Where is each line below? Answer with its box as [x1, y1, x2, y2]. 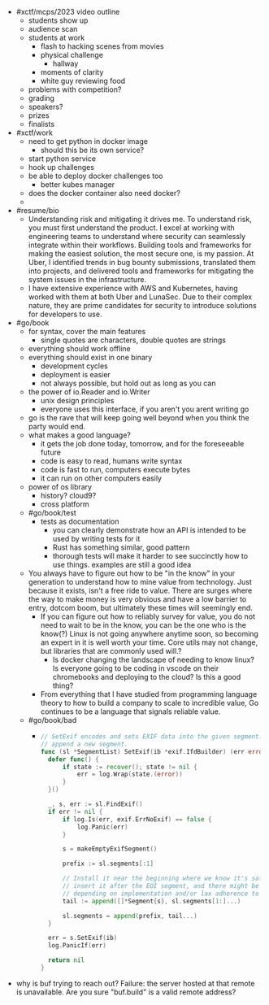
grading [28, 94, 55, 102]
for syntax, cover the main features [28, 327, 146, 336]
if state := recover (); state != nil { [62, 763, 197, 771]
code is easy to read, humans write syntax [40, 456, 183, 466]
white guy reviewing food [40, 76, 126, 85]
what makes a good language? [28, 430, 132, 440]
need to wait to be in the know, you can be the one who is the [40, 620, 246, 629]
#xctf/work [15, 128, 53, 137]
